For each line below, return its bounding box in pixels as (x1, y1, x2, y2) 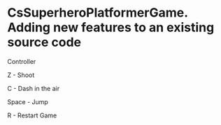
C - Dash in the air (7, 84, 60, 92)
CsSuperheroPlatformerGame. (7, 5, 188, 21)
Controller (7, 57, 36, 65)
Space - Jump (7, 97, 49, 106)
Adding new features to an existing (7, 19, 215, 35)
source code (7, 35, 82, 50)
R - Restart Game (7, 111, 57, 119)
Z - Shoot (7, 71, 35, 79)
